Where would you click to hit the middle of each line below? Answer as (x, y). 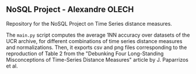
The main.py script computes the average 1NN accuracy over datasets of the (98, 35)
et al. (12, 66)
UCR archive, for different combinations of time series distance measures (94, 41)
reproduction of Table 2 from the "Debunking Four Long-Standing (85, 53)
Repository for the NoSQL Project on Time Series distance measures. (89, 23)
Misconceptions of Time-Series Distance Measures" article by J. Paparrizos (97, 59)
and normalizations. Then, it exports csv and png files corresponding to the (97, 47)
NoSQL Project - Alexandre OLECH (70, 10)
